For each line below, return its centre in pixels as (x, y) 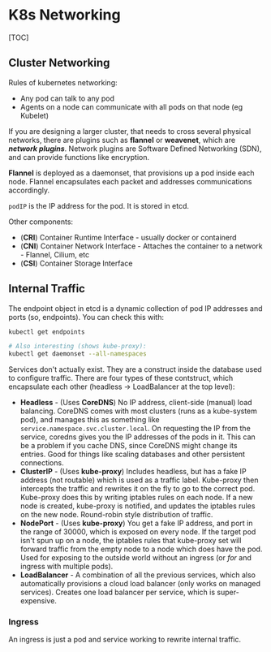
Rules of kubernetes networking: (63, 82)
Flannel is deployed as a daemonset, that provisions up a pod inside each (131, 173)
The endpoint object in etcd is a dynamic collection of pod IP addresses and (135, 308)
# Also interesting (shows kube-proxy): (78, 347)
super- (228, 592)
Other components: (41, 222)
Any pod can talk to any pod (67, 98)
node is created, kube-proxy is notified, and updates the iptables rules (138, 506)
